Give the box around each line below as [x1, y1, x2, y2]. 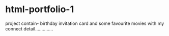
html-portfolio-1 [5, 4, 74, 15]
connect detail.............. [5, 25, 53, 31]
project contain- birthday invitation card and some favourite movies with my [5, 20, 164, 26]
